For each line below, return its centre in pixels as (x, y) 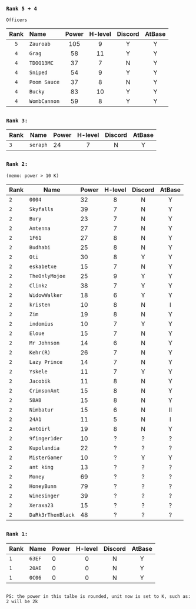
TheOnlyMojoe (47, 276)
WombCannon (44, 101)
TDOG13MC (41, 63)
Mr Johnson (44, 343)
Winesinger (44, 496)
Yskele (39, 372)
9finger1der (46, 438)
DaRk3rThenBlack (52, 515)
